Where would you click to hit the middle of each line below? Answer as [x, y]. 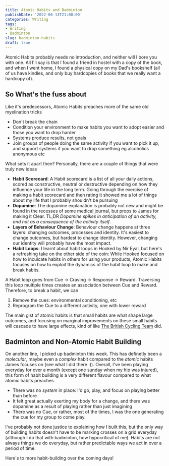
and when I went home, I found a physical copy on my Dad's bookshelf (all [83, 68]
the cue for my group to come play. [49, 417]
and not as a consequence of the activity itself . [62, 221]
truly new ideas [21, 169]
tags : [11, 24]
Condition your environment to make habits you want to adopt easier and [88, 127]
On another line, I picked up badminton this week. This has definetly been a [84, 354]
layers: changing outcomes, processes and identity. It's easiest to [81, 232]
